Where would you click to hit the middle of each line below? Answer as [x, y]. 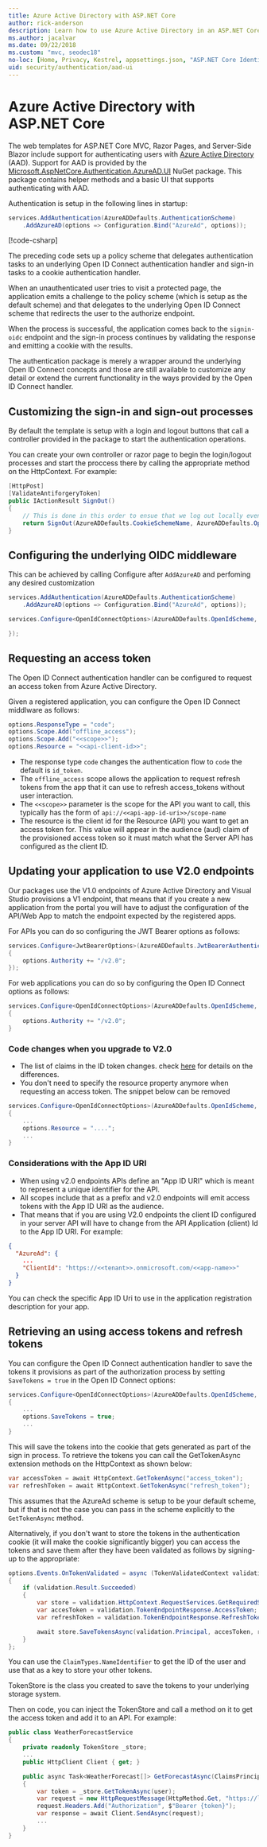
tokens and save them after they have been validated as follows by [117, 1550]
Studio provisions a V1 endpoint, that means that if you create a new [120, 899]
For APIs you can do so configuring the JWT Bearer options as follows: [124, 931]
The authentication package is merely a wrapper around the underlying [125, 361]
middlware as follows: [44, 710]
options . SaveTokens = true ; [69, 1417]
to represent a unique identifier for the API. [90, 1189]
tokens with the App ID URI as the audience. [92, 1206]
